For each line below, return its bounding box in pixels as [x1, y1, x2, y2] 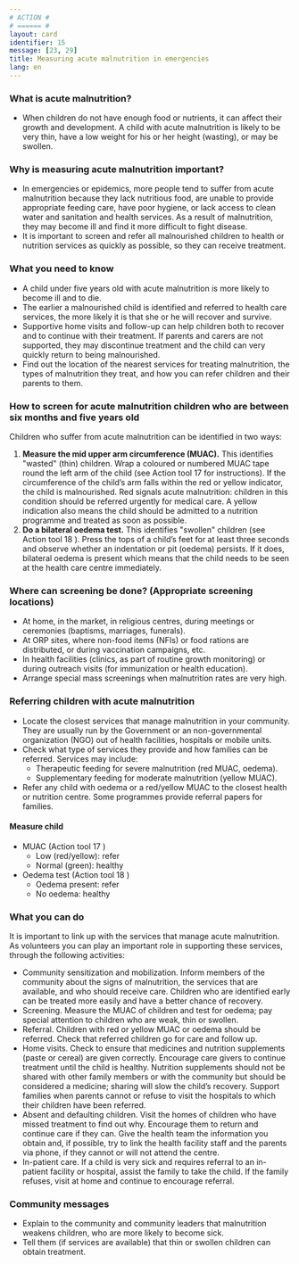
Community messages [9, 1198, 110, 1210]
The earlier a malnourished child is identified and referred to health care [21, 302, 287, 312]
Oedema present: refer [35, 879, 120, 889]
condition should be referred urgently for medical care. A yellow [21, 496, 258, 507]
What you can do [9, 911, 85, 923]
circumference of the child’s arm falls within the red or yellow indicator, [21, 477, 284, 488]
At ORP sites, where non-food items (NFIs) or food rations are [21, 635, 250, 646]
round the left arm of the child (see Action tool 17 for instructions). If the [21, 467, 287, 478]
